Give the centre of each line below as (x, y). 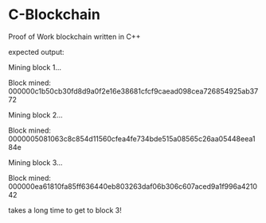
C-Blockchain (55, 15)
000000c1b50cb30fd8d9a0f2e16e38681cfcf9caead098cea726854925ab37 (133, 91)
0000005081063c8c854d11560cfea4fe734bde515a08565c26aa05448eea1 (132, 138)
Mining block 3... (35, 162)
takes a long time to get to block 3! (65, 210)
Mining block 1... (35, 67)
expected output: (37, 52)
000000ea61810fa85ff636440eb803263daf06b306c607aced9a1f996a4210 (133, 186)
